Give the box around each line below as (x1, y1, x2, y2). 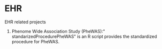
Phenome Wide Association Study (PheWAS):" (11, 28, 106, 34)
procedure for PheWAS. (11, 38, 60, 44)
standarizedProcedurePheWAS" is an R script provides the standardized (11, 33, 157, 39)
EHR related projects (4, 19, 46, 25)
